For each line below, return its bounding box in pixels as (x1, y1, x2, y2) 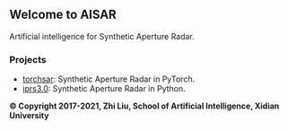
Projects (9, 53, 47, 65)
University (9, 110, 49, 121)
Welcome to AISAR (9, 7, 117, 22)
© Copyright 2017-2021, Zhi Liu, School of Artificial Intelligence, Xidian (9, 100, 280, 111)
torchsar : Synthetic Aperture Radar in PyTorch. (22, 74, 196, 84)
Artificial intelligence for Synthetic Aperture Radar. (9, 30, 195, 41)
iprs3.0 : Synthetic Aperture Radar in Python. (22, 83, 186, 94)
